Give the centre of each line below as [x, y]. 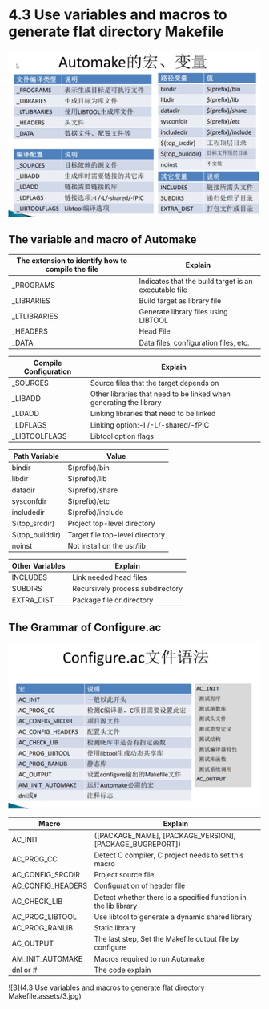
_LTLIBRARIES [35, 316]
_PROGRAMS [34, 286]
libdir [20, 479]
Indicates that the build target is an [196, 281]
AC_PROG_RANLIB [42, 928]
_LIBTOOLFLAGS [39, 436]
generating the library [126, 403]
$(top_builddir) [36, 534]
